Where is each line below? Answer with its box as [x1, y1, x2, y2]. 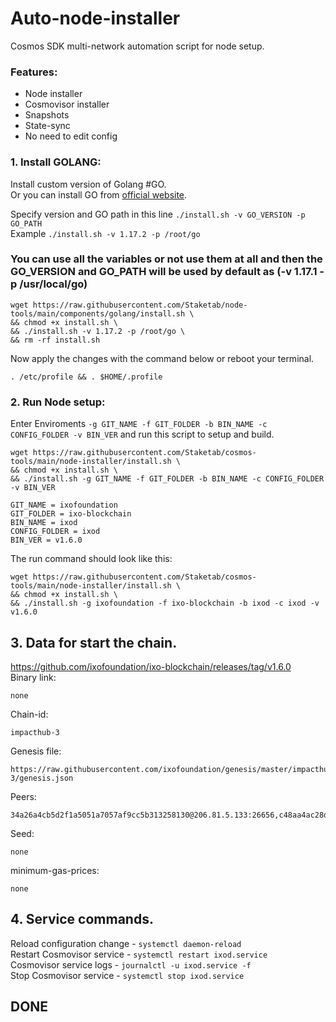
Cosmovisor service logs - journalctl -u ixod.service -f [10, 958, 252, 971]
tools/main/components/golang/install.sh [10, 308, 186, 319]
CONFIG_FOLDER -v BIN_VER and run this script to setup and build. [10, 428, 275, 441]
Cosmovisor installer [24, 98, 110, 111]
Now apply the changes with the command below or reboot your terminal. [10, 352, 315, 364]
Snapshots [24, 109, 70, 121]
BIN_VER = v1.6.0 [10, 535, 83, 546]
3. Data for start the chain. [10, 634, 178, 651]
